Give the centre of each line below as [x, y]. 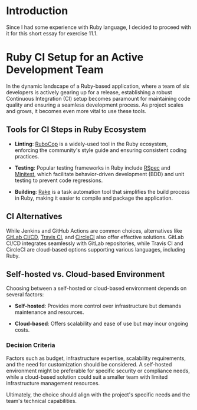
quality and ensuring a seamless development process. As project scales [95, 105]
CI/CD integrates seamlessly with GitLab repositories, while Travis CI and [95, 243]
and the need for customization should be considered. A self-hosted [89, 364]
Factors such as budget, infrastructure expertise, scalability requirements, [96, 358]
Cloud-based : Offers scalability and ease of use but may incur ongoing [101, 324]
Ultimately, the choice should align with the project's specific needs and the [98, 394]
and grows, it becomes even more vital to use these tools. [76, 111]
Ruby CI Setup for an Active [75, 57]
